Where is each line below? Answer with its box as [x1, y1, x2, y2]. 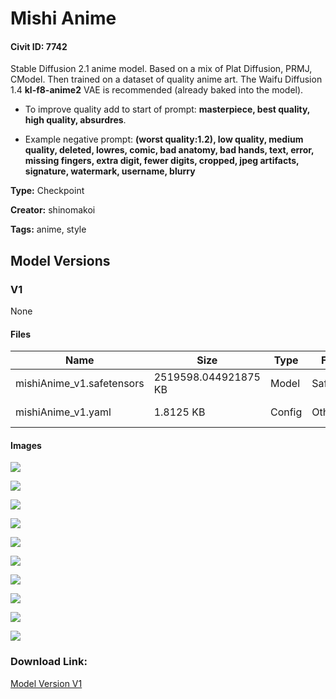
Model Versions [10, 252, 111, 269]
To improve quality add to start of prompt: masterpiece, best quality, [24, 103, 311, 116]
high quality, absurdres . [24, 114, 127, 126]
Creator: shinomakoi [10, 204, 96, 216]
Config [269, 405, 303, 419]
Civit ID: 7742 [10, 40, 68, 52]
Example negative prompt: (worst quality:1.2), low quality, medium [24, 133, 304, 146]
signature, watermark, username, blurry [24, 165, 196, 177]
